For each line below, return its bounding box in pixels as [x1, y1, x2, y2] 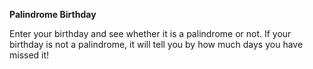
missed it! [9, 49, 50, 61]
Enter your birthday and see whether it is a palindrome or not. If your [9, 28, 292, 39]
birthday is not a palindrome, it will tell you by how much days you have [9, 39, 304, 50]
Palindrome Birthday [9, 9, 97, 20]
